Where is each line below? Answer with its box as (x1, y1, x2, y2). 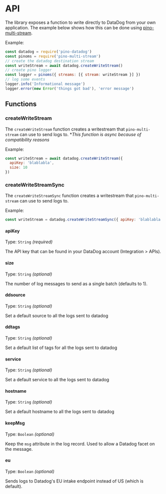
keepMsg (5, 420, 25, 426)
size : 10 (9, 165, 28, 170)
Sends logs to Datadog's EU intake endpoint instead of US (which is (5, 478, 144, 484)
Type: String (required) (5, 239, 53, 245)
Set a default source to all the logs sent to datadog (5, 312, 109, 318)
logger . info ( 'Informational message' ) (5, 81, 85, 87)
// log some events (5, 77, 46, 82)
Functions (5, 100, 37, 108)
